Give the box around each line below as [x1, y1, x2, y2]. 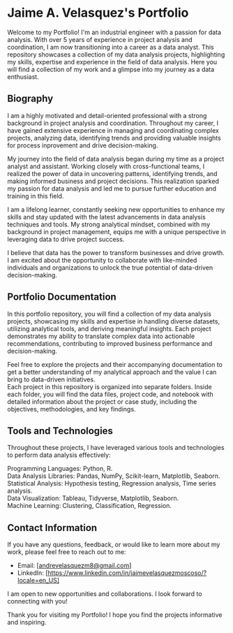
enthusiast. [7, 72, 40, 81]
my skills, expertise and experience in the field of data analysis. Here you [7, 57, 218, 66]
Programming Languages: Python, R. [7, 465, 113, 473]
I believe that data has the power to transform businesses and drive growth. [7, 248, 225, 256]
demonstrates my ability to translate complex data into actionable [7, 332, 195, 340]
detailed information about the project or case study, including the [7, 397, 197, 406]
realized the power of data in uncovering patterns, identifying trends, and [7, 169, 218, 177]
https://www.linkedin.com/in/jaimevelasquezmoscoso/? [47, 569, 207, 577]
